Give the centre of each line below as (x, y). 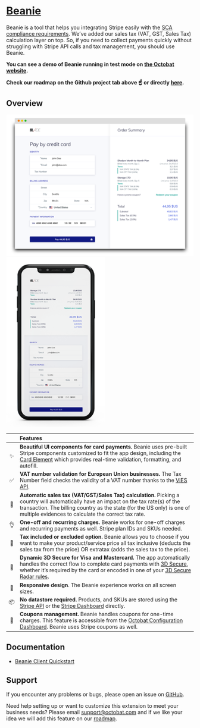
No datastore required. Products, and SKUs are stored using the (99, 600)
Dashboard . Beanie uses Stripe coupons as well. (79, 627)
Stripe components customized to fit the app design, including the (101, 453)
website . (17, 70)
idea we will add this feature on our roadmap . (62, 718)
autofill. (29, 466)
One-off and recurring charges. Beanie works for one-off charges (103, 522)
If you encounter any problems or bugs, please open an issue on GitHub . (95, 695)
